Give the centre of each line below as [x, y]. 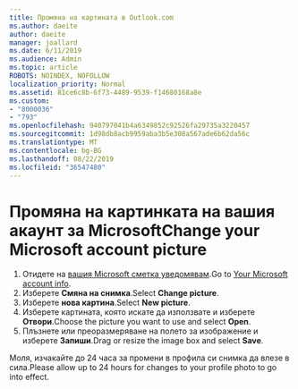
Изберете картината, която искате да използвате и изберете [138, 312]
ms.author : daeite [43, 26]
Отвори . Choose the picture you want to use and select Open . [136, 322]
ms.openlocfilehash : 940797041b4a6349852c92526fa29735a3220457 [130, 126]
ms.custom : [30, 101]
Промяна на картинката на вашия [142, 211]
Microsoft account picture [108, 249]
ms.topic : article [43, 68]
